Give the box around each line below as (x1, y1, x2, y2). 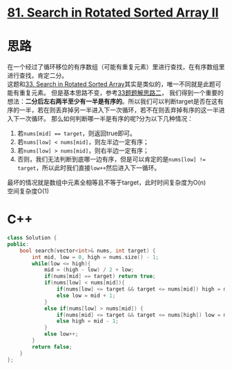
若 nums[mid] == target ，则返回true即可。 (17, 129, 137, 137)
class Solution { (7, 235, 57, 242)
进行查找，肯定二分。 (7, 71, 68, 80)
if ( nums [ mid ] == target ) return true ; (43, 273, 156, 280)
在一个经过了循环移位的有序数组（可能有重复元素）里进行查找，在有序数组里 (7, 63, 225, 71)
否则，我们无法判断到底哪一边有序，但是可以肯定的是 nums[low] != (17, 155, 206, 164)
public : (7, 240, 30, 248)
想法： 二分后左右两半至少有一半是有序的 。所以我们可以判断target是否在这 (7, 97, 217, 106)
